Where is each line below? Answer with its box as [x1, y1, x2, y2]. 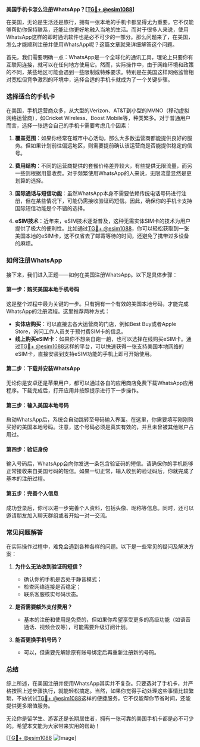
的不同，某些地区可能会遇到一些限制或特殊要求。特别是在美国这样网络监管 [6, 69, 189, 75]
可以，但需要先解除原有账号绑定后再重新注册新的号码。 [23, 648, 160, 656]
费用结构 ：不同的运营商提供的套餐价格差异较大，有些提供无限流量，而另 [14, 162, 192, 170]
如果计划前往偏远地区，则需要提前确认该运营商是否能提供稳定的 [30, 142, 187, 149]
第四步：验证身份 [6, 445, 48, 453]
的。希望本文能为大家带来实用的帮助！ [6, 723, 100, 730]
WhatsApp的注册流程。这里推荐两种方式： [6, 308, 110, 315]
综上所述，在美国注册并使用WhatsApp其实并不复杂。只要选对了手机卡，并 [6, 680, 189, 687]
